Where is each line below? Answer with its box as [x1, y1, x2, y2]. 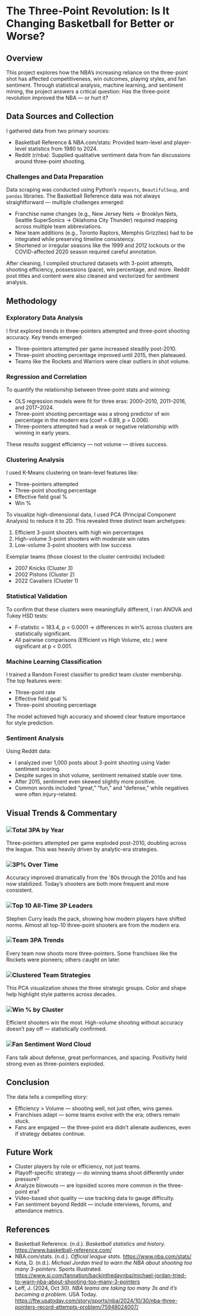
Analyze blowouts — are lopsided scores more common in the [14, 1182, 167, 1189]
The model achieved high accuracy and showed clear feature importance [6, 713, 186, 720]
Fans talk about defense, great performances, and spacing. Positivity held [6, 1054, 187, 1061]
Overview [6, 53, 43, 63]
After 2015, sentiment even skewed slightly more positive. [14, 778, 156, 785]
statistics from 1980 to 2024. [27, 145, 98, 152]
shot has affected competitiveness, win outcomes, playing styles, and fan [6, 76, 186, 82]
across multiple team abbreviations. [14, 223, 102, 230]
